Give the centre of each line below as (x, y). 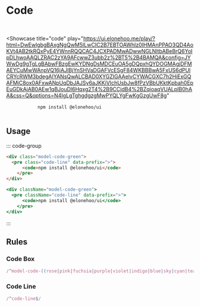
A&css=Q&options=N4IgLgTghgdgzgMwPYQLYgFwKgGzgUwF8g (87, 95)
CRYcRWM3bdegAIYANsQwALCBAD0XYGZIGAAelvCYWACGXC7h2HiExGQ (99, 76)
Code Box (21, 259)
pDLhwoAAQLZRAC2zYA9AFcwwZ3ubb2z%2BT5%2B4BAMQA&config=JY (99, 57)
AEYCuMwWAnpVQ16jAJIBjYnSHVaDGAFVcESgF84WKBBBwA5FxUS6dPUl (99, 70)
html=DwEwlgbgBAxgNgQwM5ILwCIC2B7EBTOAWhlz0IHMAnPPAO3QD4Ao (100, 45)
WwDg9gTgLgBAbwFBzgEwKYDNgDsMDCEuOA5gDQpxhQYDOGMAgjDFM (99, 64)
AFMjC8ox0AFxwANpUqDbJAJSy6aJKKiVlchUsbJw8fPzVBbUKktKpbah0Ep (100, 83)
